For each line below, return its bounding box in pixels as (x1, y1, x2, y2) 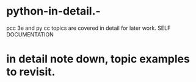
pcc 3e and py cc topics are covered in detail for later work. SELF (6, 24, 171, 32)
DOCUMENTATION (6, 30, 54, 38)
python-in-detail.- (6, 4, 101, 18)
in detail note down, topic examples (6, 52, 191, 66)
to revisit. (6, 65, 56, 79)
